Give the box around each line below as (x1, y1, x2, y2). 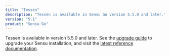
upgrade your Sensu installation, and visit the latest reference (5, 40, 134, 46)
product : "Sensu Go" (5, 21, 49, 26)
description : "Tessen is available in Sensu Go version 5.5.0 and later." (5, 12, 166, 17)
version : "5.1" (5, 16, 37, 21)
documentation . (5, 45, 38, 51)
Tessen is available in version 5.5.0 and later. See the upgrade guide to (5, 35, 153, 41)
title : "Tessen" (5, 7, 39, 12)
